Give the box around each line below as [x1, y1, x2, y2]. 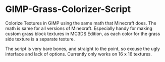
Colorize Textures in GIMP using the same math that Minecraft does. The [5, 20, 156, 26]
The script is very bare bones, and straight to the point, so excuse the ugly [5, 45, 160, 51]
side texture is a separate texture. [5, 36, 75, 42]
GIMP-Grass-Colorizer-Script [5, 3, 131, 15]
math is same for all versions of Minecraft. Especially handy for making [5, 25, 153, 31]
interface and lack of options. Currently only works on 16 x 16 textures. [5, 51, 152, 57]
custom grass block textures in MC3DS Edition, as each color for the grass [5, 30, 160, 36]
